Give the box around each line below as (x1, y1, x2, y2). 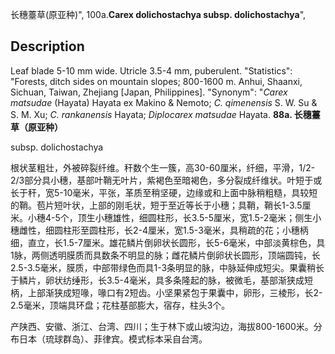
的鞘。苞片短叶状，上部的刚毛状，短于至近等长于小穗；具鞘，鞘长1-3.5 (10, 199, 303, 211)
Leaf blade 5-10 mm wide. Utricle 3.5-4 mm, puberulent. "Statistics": (10, 64, 293, 77)
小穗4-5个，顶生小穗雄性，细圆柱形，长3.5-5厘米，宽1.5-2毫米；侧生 (27, 211, 313, 223)
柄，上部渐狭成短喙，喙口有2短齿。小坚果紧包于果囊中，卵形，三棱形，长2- (10, 286, 323, 298)
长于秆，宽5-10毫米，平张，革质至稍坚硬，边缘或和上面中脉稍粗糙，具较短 (10, 186, 318, 198)
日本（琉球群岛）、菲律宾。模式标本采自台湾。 (18, 333, 208, 345)
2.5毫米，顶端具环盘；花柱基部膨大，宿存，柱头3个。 (10, 299, 231, 311)
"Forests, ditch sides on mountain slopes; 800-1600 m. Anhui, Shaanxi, (10, 75, 303, 87)
